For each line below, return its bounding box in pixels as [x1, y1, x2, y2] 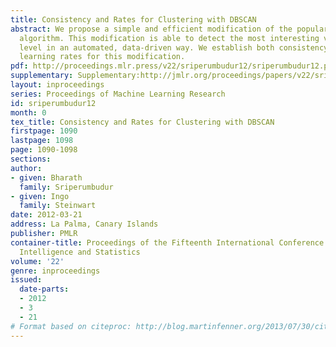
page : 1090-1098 [10, 145, 78, 155]
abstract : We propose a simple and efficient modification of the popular [10, 24, 329, 34]
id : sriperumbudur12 [10, 98, 97, 108]
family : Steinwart [19, 201, 97, 211]
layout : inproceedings [10, 80, 105, 90]
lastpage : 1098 [10, 136, 74, 146]
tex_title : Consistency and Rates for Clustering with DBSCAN [10, 117, 275, 127]
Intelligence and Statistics [19, 247, 141, 257]
